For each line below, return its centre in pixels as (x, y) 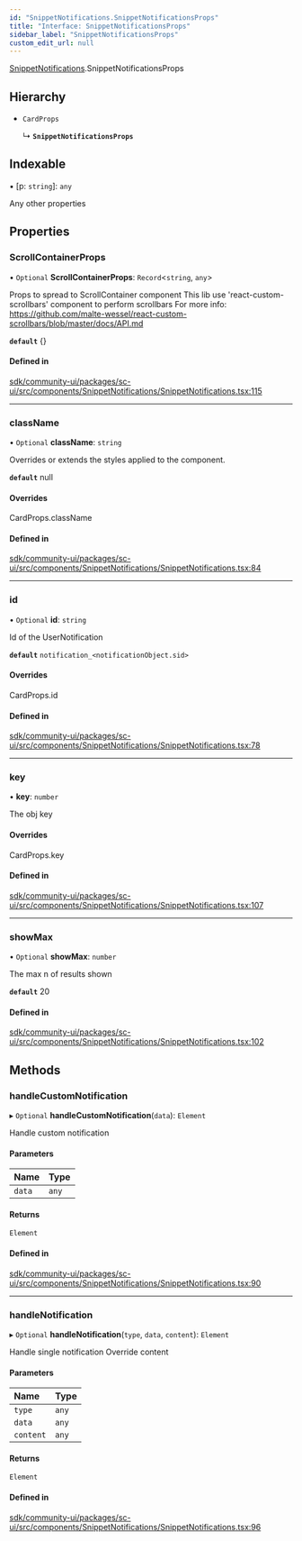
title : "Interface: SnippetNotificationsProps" (100, 26)
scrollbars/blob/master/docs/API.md (76, 323)
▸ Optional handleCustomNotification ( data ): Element (108, 1116)
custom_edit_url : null (52, 43)
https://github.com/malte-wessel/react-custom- (98, 314)
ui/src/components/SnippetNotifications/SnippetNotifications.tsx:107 (137, 905)
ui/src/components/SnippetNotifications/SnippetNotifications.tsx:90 (135, 1283)
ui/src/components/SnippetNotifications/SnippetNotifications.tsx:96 (135, 1527)
